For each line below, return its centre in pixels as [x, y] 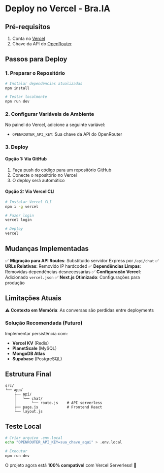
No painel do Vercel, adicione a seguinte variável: [55, 125]
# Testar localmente [26, 97]
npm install [17, 88]
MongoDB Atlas [29, 353]
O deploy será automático [38, 180]
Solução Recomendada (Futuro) [44, 323]
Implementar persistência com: [36, 333]
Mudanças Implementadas [47, 249]
